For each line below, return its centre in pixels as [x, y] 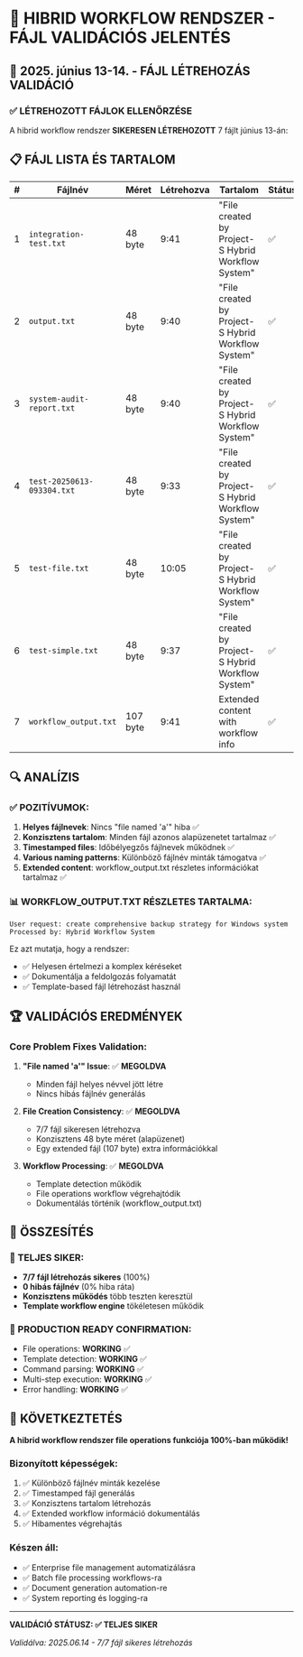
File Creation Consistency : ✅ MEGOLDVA [101, 1111]
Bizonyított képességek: [64, 1464]
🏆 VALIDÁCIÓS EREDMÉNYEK [96, 1017]
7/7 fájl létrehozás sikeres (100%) [86, 1277]
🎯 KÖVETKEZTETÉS [66, 1418]
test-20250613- [61, 481]
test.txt [47, 243]
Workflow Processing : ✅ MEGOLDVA [93, 1166]
